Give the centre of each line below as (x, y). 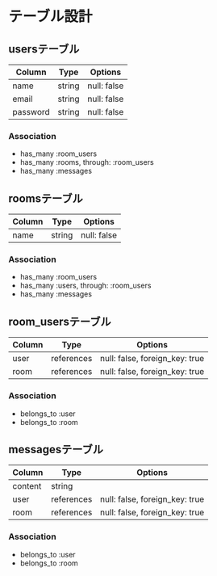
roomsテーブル (46, 198)
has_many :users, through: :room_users (86, 286)
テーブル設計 (50, 17)
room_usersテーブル (60, 321)
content (27, 486)
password (31, 112)
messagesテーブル (56, 449)
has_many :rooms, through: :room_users (87, 162)
